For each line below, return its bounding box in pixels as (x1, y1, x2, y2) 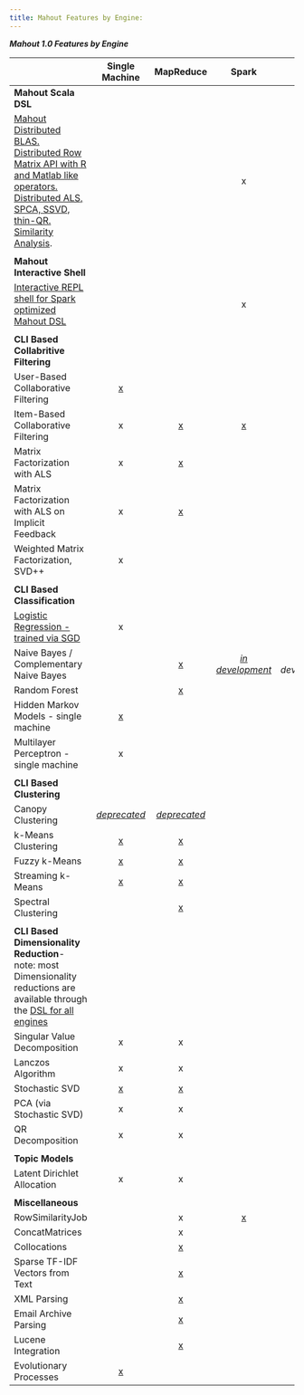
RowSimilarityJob (14, 1210, 88, 1223)
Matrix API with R (14, 158, 87, 170)
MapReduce (154, 65, 208, 78)
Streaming (14, 869, 58, 882)
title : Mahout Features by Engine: (9, 13, 144, 23)
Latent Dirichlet (14, 1167, 79, 1180)
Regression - (14, 620, 71, 633)
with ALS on (14, 504, 65, 517)
